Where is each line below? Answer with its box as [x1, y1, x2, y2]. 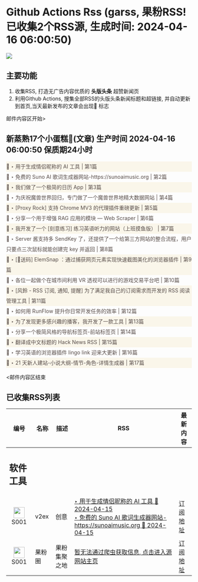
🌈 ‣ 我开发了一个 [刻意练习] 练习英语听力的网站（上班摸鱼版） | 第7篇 [6, 225, 174, 232]
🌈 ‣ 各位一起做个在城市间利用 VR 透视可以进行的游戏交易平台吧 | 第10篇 [6, 276, 180, 283]
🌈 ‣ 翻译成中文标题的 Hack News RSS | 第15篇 [6, 338, 118, 345]
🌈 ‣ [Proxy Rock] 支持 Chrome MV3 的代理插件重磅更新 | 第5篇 [6, 204, 158, 211]
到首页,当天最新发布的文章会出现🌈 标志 [14, 102, 109, 109]
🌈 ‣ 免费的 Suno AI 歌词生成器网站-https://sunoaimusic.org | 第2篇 [6, 173, 167, 180]
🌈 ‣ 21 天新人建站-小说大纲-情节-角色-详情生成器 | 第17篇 [6, 359, 145, 366]
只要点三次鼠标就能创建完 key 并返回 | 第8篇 [6, 246, 114, 253]
